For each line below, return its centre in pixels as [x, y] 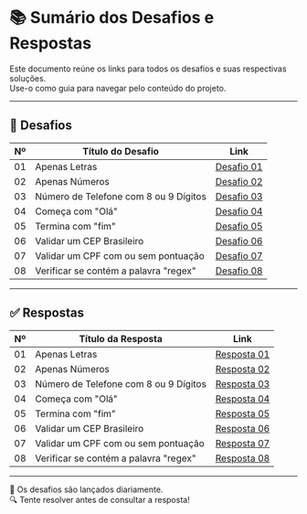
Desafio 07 [239, 255]
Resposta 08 [243, 458]
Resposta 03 [243, 383]
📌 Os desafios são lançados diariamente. [86, 489]
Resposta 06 [243, 428]
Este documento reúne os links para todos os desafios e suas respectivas [148, 69]
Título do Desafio [121, 151]
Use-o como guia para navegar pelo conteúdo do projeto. [118, 88]
